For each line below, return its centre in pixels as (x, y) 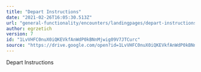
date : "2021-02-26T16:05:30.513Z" (49, 17)
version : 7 (20, 34)
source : (16, 46)
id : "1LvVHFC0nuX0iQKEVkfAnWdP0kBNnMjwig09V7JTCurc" (73, 40)
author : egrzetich (29, 28)
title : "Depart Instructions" (44, 12)
